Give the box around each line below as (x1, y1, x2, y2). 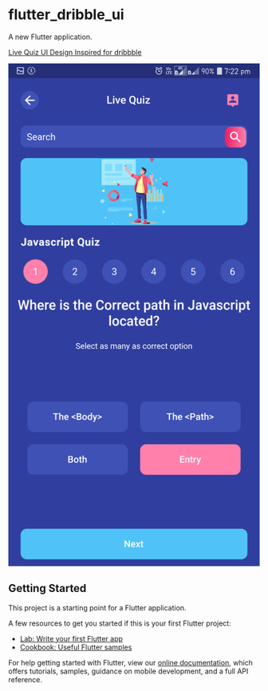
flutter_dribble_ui (8, 6, 125, 24)
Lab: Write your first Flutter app (19, 634, 124, 643)
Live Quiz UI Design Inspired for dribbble (8, 47, 142, 57)
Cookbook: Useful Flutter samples (19, 642, 132, 652)
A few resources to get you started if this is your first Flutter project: (8, 618, 231, 628)
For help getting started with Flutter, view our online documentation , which (8, 657, 254, 667)
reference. (8, 674, 42, 684)
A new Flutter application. (8, 32, 93, 41)
